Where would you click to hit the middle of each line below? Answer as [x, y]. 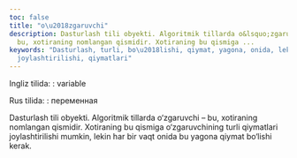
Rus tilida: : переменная [53, 101]
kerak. [21, 146]
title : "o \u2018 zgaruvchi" [59, 26]
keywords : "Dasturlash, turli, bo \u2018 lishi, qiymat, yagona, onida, [142, 50]
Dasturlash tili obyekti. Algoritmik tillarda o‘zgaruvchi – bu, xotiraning [133, 117]
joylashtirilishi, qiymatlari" [75, 58]
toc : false [29, 17]
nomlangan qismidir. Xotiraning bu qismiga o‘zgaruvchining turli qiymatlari [144, 127]
